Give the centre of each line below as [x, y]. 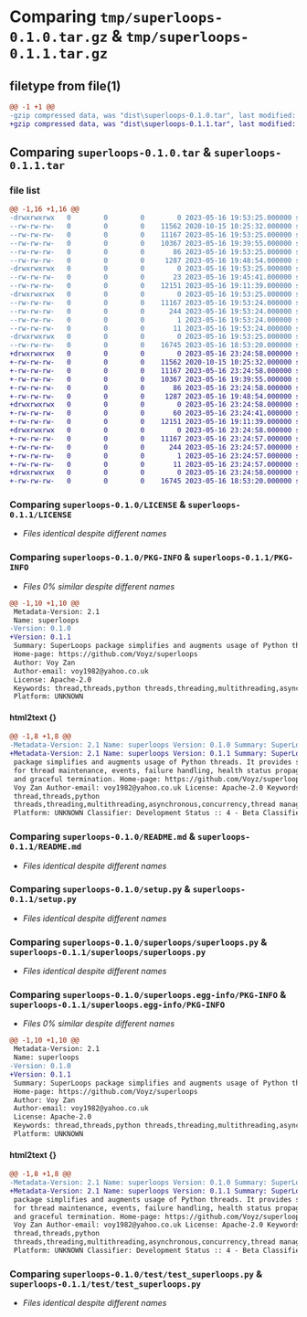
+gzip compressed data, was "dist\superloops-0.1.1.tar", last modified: [153, 124]
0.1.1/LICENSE [41, 515]
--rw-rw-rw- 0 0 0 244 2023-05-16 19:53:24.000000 [151, 311]
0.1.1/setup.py [43, 899]
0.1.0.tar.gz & [66, 36]
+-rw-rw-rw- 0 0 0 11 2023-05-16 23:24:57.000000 [151, 464]
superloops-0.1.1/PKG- [243, 558]
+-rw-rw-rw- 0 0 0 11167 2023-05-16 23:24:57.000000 [151, 439]
